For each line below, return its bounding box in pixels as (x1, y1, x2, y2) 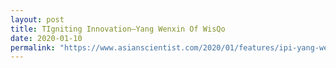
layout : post (10, 14, 65, 25)
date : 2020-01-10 (10, 33, 83, 43)
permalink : (10, 42, 56, 53)
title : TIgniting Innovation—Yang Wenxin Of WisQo (10, 24, 226, 34)
